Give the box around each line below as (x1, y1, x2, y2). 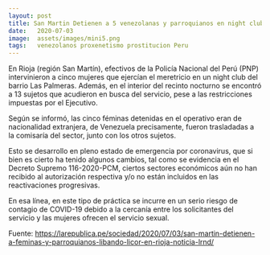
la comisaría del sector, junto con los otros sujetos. (8, 130, 177, 141)
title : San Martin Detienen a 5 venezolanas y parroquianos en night (8, 19, 247, 27)
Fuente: (8, 228, 34, 238)
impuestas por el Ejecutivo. (8, 98, 98, 108)
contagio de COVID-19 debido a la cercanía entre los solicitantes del (8, 204, 235, 214)
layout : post (8, 11, 52, 20)
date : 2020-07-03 (8, 27, 74, 35)
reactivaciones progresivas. (8, 180, 100, 190)
